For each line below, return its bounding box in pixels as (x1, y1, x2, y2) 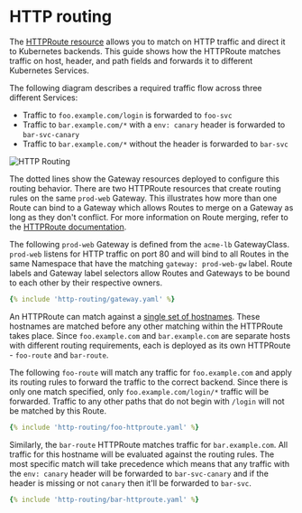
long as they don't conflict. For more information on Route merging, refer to (9, 211, 288, 222)
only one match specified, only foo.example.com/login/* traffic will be (9, 386, 269, 396)
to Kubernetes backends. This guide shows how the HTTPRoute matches (9, 45, 281, 56)
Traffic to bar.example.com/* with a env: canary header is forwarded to (22, 119, 286, 130)
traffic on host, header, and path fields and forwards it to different (9, 55, 253, 66)
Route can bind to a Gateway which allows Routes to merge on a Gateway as (9, 201, 294, 213)
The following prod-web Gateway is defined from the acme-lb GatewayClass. (9, 238, 290, 249)
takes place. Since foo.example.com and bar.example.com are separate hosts (9, 330, 291, 340)
